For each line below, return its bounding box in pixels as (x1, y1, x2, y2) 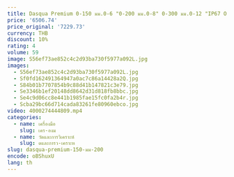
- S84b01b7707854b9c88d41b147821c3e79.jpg (13, 82, 139, 88)
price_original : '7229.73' (7, 23, 86, 30)
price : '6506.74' (7, 17, 58, 24)
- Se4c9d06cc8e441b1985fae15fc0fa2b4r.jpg (13, 95, 139, 102)
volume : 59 (7, 49, 39, 56)
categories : (7, 114, 42, 121)
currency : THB (7, 29, 49, 37)
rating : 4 (7, 43, 36, 49)
